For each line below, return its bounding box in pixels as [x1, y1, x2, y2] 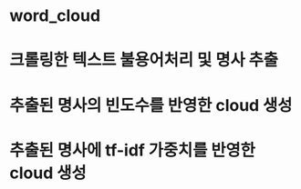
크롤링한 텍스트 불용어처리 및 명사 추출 [9, 50, 279, 71]
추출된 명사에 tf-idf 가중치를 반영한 [9, 140, 255, 160]
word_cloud [9, 5, 101, 26]
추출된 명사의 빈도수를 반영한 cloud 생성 [9, 94, 293, 115]
